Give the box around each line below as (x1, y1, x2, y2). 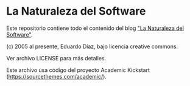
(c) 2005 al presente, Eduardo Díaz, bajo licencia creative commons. (6, 43, 178, 50)
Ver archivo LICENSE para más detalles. (6, 54, 107, 62)
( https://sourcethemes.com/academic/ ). (6, 73, 107, 80)
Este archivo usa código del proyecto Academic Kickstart (6, 66, 150, 74)
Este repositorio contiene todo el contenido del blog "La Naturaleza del (6, 24, 185, 32)
